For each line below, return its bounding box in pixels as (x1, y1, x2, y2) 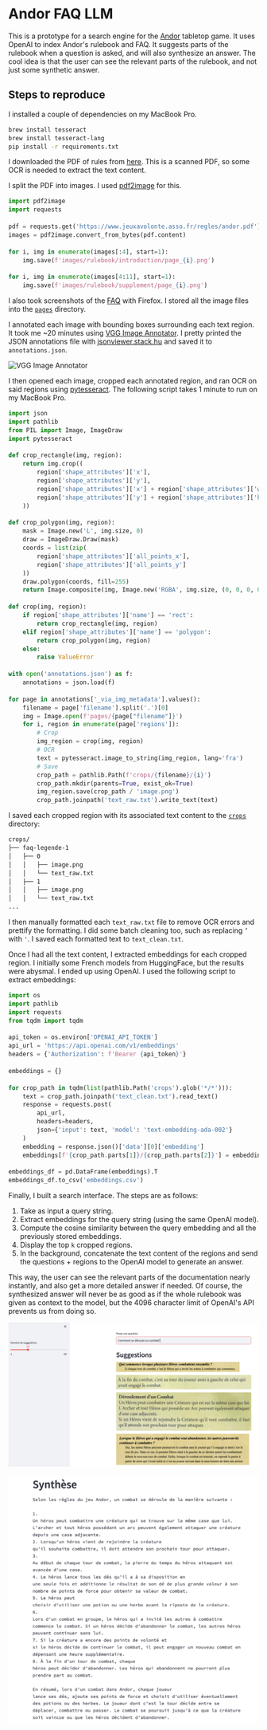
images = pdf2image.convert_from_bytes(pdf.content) (8, 230, 187, 239)
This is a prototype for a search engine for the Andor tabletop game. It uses (8, 31, 256, 41)
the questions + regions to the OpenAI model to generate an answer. (19, 1257, 245, 1267)
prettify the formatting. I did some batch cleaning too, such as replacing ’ (8, 926, 249, 935)
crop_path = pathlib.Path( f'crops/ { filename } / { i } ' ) (37, 771, 212, 779)
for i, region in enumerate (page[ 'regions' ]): (22, 721, 180, 729)
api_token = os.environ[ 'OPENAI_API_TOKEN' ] (8, 1033, 158, 1041)
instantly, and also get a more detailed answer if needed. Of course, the (8, 1281, 243, 1291)
